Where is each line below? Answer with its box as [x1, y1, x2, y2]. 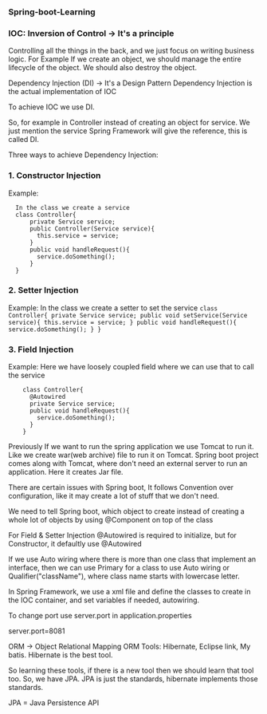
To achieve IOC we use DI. [8, 102, 95, 112]
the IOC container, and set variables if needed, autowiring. [8, 595, 200, 605]
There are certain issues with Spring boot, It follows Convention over [8, 483, 234, 492]
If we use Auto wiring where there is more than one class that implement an [8, 554, 257, 564]
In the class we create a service [15, 203, 130, 211]
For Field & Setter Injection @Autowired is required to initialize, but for [8, 531, 238, 540]
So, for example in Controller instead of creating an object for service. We [8, 118, 250, 128]
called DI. [8, 135, 40, 144]
